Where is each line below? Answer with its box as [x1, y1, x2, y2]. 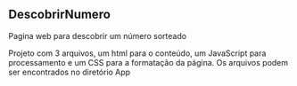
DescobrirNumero [8, 7, 111, 22]
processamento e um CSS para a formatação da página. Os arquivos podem [8, 57, 289, 67]
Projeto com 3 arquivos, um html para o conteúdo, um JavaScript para [8, 48, 267, 59]
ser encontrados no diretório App [8, 66, 131, 77]
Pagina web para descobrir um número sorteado [8, 30, 187, 41]
